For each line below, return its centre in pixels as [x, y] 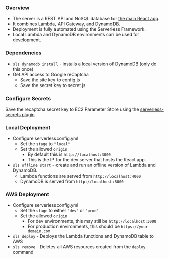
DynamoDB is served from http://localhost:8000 [72, 181]
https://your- [135, 227]
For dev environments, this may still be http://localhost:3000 [92, 221]
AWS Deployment [27, 194]
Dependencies [23, 53]
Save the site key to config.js [50, 80]
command [23, 252]
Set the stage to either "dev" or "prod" [60, 211]
